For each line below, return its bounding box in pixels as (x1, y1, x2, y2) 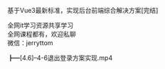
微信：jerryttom (7, 39, 53, 47)
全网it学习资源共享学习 (7, 21, 73, 30)
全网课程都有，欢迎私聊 (7, 30, 76, 38)
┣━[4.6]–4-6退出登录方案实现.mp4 (7, 54, 113, 62)
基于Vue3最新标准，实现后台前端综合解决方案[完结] (7, 6, 159, 14)
